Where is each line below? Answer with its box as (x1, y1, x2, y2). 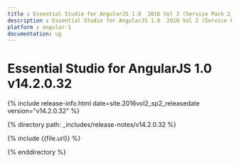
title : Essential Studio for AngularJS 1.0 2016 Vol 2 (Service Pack (7, 10, 224, 18)
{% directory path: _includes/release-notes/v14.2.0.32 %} (7, 120, 176, 129)
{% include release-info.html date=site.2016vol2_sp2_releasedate (7, 99, 201, 108)
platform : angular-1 (7, 23, 72, 30)
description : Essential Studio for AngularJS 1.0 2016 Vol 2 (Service (7, 17, 228, 24)
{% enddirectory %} (7, 148, 66, 157)
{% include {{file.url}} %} (7, 134, 81, 142)
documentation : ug (7, 30, 62, 38)
